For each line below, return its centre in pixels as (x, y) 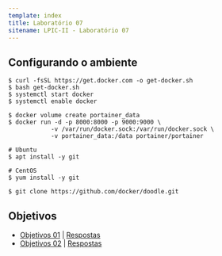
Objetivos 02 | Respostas (61, 243)
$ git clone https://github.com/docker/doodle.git (94, 192)
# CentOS (23, 171)
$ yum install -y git (44, 178)
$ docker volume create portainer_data (74, 116)
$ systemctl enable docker (53, 101)
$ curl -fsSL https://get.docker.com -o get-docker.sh (101, 81)
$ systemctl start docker (51, 95)
